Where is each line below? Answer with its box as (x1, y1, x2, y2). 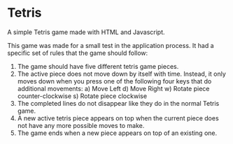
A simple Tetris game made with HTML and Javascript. (7, 28, 166, 36)
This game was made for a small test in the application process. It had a (7, 41, 215, 49)
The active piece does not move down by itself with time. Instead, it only (17, 70, 226, 78)
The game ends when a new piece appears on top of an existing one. (17, 129, 218, 137)
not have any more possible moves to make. (17, 121, 145, 129)
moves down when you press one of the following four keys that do (17, 77, 212, 85)
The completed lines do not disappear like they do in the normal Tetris (17, 99, 220, 107)
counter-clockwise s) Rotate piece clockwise (17, 92, 148, 100)
